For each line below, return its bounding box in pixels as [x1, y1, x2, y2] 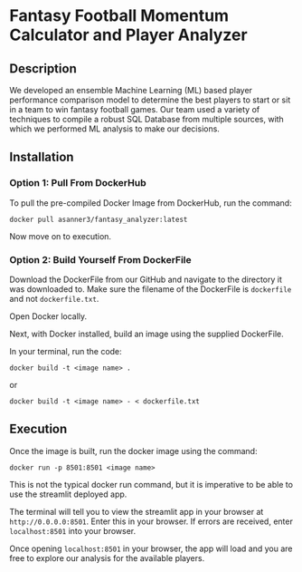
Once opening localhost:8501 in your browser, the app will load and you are [9, 543, 293, 554]
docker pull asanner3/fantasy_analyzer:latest [9, 215, 188, 224]
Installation [9, 150, 74, 165]
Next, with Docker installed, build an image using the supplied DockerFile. [9, 328, 285, 339]
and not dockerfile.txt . [9, 293, 99, 304]
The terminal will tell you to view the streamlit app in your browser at [9, 506, 264, 517]
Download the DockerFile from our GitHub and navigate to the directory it [9, 274, 283, 285]
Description [9, 61, 77, 76]
